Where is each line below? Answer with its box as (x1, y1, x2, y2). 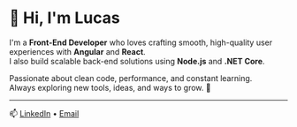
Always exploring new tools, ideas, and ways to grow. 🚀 (9, 82, 211, 93)
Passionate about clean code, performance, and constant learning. (9, 72, 253, 83)
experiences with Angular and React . (9, 46, 146, 56)
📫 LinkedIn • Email (9, 108, 80, 118)
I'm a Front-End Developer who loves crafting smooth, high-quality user (9, 37, 273, 48)
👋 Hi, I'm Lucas (9, 8, 121, 28)
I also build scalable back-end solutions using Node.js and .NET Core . (9, 56, 265, 66)
